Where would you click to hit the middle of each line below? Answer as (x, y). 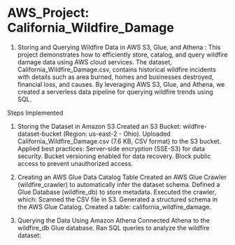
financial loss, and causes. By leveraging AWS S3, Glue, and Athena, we (121, 84)
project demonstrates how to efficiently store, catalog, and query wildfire (122, 55)
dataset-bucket (39, 134)
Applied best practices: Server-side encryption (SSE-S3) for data (111, 148)
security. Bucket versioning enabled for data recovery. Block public (114, 156)
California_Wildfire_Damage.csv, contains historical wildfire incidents (117, 69)
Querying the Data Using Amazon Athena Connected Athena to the (113, 220)
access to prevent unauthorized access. (75, 163)
